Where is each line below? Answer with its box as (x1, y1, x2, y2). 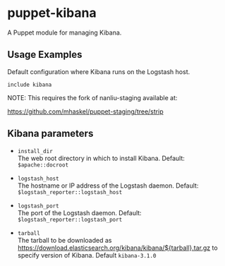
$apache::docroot (17, 161, 69, 169)
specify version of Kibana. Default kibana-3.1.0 (17, 250, 157, 259)
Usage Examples (7, 49, 83, 61)
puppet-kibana (7, 5, 97, 21)
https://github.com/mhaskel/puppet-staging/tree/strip (7, 107, 164, 116)
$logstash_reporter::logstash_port (17, 216, 123, 223)
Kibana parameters (7, 128, 94, 140)
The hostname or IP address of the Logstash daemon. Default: (17, 181, 199, 190)
